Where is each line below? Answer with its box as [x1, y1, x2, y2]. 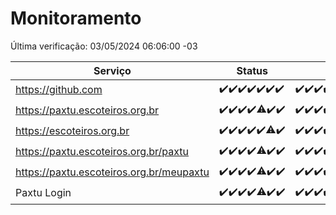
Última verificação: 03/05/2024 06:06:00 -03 [10, 40, 198, 52]
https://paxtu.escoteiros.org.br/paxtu [15, 145, 190, 159]
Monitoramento [10, 7, 142, 30]
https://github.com [15, 83, 103, 97]
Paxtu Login [15, 186, 72, 200]
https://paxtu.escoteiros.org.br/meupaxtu [15, 165, 210, 179]
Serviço [93, 63, 132, 77]
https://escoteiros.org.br [15, 124, 130, 138]
